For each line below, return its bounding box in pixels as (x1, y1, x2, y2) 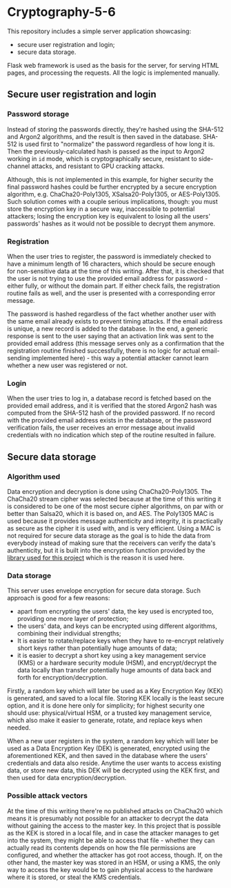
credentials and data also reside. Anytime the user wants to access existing (7, 759, 222, 768)
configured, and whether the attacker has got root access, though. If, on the (7, 851, 223, 859)
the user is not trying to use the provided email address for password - (7, 274, 208, 282)
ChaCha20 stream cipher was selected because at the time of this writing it (7, 494, 222, 503)
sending (7, 353, 30, 362)
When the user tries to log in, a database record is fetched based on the (7, 394, 212, 403)
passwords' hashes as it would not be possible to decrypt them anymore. (7, 219, 216, 228)
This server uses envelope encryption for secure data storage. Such (7, 586, 201, 595)
